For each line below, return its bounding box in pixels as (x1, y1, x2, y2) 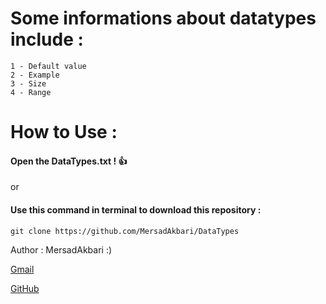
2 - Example (10, 70, 60, 80)
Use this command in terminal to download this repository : (10, 203, 262, 216)
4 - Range (10, 87, 52, 97)
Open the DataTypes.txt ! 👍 (10, 155, 128, 167)
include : (10, 28, 84, 51)
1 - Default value (10, 61, 87, 71)
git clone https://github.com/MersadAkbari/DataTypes (10, 226, 240, 236)
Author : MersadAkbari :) (10, 243, 113, 256)
